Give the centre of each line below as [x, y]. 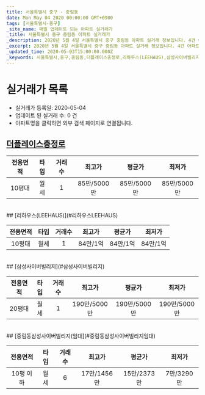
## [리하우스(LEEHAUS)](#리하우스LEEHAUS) [62, 216]
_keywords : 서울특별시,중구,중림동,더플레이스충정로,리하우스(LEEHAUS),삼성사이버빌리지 [103, 57]
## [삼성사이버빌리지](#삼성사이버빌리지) [56, 267]
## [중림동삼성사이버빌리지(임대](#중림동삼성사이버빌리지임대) [81, 336]
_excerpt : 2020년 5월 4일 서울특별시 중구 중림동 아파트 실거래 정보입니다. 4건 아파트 [103, 46]
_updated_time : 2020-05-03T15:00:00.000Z [60, 52]
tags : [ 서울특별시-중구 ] [34, 23]
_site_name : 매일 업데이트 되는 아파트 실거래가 [59, 29]
